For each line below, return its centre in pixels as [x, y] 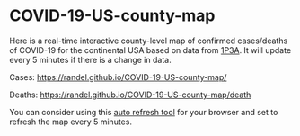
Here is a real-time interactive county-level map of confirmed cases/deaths [149, 41]
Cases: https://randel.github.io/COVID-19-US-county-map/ [118, 77]
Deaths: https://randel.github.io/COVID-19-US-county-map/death [130, 95]
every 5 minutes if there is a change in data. [91, 59]
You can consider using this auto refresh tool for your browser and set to [144, 112]
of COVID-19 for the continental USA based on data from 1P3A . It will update [150, 50]
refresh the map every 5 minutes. [71, 122]
